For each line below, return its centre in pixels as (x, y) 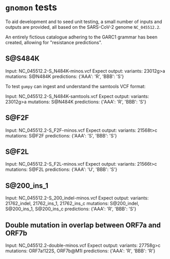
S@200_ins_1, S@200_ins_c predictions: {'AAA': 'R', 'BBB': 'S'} (71, 209)
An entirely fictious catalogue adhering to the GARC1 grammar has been (81, 37)
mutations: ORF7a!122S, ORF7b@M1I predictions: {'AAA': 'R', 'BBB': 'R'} (80, 251)
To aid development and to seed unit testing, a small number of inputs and (84, 22)
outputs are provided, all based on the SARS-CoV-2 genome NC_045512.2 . (83, 27)
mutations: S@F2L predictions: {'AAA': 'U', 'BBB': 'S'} (61, 170)
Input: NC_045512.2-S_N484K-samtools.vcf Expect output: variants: (77, 96)
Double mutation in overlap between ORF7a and (83, 225)
